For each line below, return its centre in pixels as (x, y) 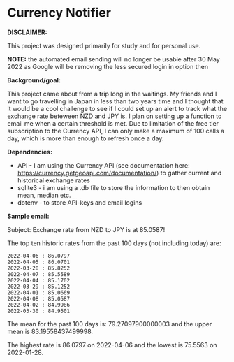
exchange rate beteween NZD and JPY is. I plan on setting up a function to (115, 116)
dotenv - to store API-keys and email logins (80, 202)
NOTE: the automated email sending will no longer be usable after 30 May (114, 59)
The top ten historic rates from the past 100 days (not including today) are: (114, 243)
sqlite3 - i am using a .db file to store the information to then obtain (114, 187)
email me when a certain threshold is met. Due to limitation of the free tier (113, 123)
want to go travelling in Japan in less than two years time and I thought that (115, 101)
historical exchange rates (54, 180)
